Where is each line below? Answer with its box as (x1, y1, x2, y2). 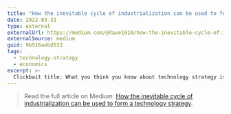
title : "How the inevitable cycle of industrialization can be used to (7, 10, 217, 17)
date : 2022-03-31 (7, 16, 57, 23)
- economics (13, 61, 48, 68)
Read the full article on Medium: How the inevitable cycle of (23, 92, 193, 100)
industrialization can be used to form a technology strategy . (23, 100, 193, 108)
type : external (7, 23, 51, 29)
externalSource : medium (7, 35, 76, 42)
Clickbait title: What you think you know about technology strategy (13, 73, 217, 81)
